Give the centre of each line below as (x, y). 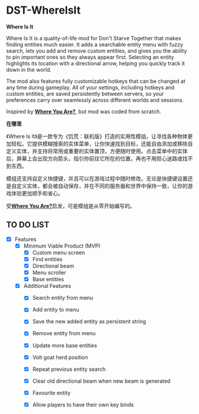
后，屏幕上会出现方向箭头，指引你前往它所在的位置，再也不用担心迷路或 (94, 158)
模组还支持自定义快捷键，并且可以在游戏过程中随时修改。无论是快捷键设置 (97, 178)
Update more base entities (65, 345)
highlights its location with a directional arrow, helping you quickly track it (96, 63)
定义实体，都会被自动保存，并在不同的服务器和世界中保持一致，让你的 (102, 186)
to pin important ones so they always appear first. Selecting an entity (90, 57)
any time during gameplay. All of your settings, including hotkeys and (90, 87)
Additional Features (47, 286)
